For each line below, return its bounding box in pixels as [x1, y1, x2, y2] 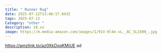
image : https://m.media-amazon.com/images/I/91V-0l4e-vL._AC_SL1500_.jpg [5, 29, 158, 34]
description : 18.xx [5, 25, 45, 30]
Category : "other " [5, 20, 45, 26]
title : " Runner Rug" [5, 7, 49, 12]
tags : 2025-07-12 [5, 16, 40, 21]
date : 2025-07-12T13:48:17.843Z [5, 12, 70, 16]
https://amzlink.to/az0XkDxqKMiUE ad [5, 43, 81, 48]
